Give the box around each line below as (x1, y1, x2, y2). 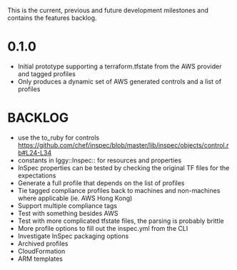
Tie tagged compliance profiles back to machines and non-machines (17, 186, 221, 194)
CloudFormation (17, 246, 66, 255)
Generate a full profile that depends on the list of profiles (17, 178, 185, 187)
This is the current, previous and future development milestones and (7, 6, 209, 14)
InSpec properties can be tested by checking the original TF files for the (17, 163, 230, 172)
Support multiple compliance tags (17, 201, 118, 209)
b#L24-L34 (17, 148, 52, 157)
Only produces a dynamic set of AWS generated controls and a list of (17, 77, 222, 85)
